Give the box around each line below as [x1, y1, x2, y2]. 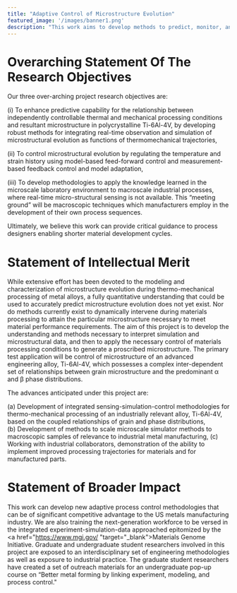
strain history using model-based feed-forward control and [7, 157, 178, 166]
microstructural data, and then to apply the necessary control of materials [7, 337, 221, 346]
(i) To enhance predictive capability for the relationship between [7, 106, 194, 114]
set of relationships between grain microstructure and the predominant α [7, 368, 219, 376]
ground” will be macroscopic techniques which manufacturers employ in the [7, 200, 229, 209]
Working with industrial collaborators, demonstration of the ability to [7, 440, 205, 448]
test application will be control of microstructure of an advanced [7, 352, 194, 361]
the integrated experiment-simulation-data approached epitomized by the [7, 525, 221, 534]
